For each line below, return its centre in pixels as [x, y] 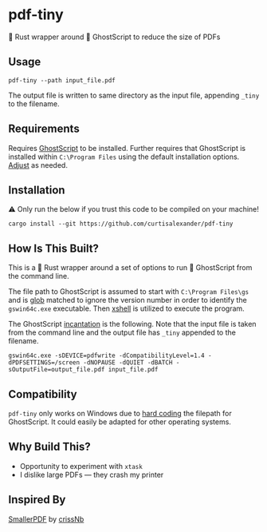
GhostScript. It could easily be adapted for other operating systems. [120, 422]
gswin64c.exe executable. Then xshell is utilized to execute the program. [126, 308]
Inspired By [37, 500]
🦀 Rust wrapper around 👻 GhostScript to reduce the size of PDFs [114, 37]
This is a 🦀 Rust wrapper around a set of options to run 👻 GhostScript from [130, 268]
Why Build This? [49, 447]
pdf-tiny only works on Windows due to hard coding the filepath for [120, 413]
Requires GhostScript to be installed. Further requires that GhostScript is [127, 148]
